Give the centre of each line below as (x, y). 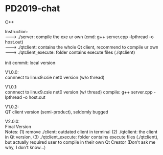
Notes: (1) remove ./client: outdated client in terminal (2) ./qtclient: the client (81, 132)
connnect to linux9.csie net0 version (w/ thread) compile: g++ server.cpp (79, 92)
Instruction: (17, 31)
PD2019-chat (33, 9)
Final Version (18, 126)
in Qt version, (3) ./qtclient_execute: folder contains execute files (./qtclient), (82, 137)
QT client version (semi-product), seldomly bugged (57, 112)
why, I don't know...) (25, 147)
